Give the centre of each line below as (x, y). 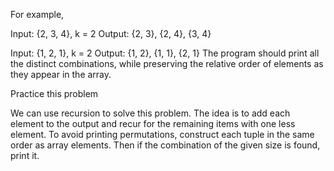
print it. (25, 155)
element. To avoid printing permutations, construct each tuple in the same (162, 134)
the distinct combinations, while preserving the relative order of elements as (167, 63)
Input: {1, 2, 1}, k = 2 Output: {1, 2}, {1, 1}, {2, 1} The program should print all (165, 53)
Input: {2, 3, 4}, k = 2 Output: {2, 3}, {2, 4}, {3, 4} (111, 33)
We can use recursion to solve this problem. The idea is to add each (150, 113)
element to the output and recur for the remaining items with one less (153, 123)
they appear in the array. (61, 74)
